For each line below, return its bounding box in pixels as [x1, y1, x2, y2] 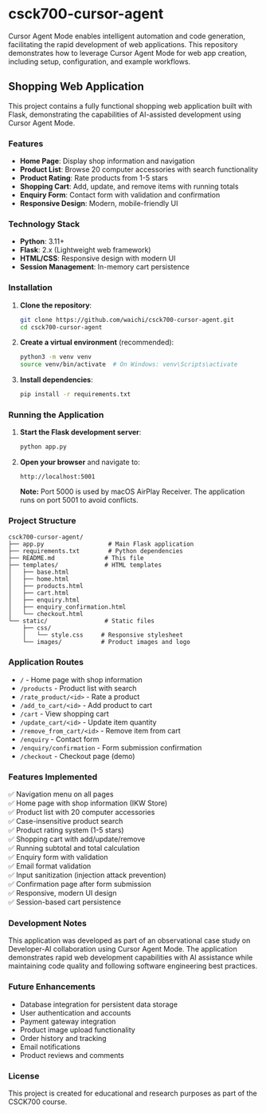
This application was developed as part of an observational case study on [8, 936, 251, 945]
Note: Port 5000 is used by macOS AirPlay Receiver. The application [19, 487, 245, 496]
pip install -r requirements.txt [19, 391, 131, 399]
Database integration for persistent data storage [19, 1000, 178, 1009]
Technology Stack [8, 218, 80, 229]
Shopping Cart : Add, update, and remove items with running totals [19, 181, 239, 192]
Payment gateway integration [19, 1016, 116, 1026]
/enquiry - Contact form [19, 734, 100, 744]
